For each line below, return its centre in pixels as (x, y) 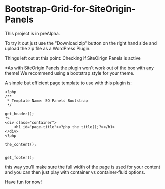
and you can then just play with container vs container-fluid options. (75, 172)
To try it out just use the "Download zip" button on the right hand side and (81, 43)
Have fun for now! (24, 182)
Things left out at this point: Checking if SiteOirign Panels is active (73, 58)
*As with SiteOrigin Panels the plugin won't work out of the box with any (79, 68)
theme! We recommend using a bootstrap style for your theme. (70, 73)
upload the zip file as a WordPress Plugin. (48, 48)
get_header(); (20, 114)
